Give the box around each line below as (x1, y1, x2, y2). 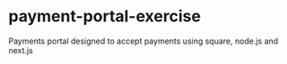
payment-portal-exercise (8, 6, 201, 27)
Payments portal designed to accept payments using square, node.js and (8, 36, 279, 46)
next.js (8, 44, 33, 55)
